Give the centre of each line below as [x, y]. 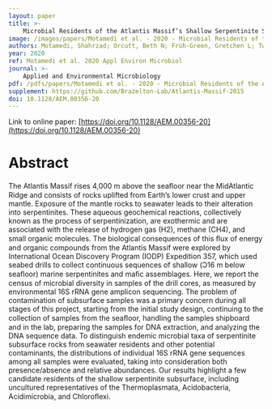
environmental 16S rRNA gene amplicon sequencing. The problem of [123, 292]
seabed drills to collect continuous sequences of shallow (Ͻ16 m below [127, 265]
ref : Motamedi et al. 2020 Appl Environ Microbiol [96, 62]
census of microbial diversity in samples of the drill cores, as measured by [132, 283]
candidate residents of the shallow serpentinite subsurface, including [124, 379]
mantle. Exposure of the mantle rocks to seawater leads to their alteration [131, 204]
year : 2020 [27, 53]
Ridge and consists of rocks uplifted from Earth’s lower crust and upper [127, 195]
